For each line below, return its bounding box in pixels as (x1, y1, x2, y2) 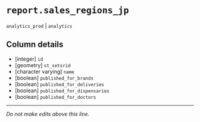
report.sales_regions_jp (6, 5, 129, 16)
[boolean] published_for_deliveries (14, 80, 104, 87)
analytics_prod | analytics (6, 22, 73, 29)
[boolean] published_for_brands (14, 74, 94, 82)
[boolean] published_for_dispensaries (14, 87, 110, 94)
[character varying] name (14, 68, 74, 75)
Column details (6, 39, 64, 49)
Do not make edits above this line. (6, 110, 90, 117)
